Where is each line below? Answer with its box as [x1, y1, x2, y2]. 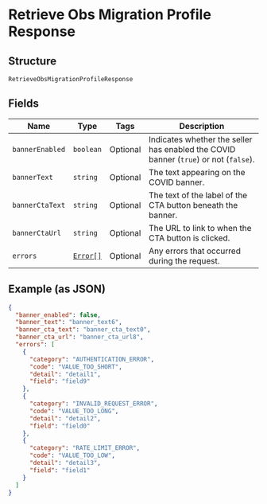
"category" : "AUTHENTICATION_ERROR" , [29, 355, 155, 363]
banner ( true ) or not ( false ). [148, 154, 256, 165]
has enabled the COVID [148, 143, 236, 154]
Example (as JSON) [8, 283, 106, 296]
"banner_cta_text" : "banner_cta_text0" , [15, 326, 151, 334]
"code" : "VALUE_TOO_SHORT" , [29, 362, 123, 371]
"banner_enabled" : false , [15, 311, 102, 319]
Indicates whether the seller [148, 134, 253, 145]
